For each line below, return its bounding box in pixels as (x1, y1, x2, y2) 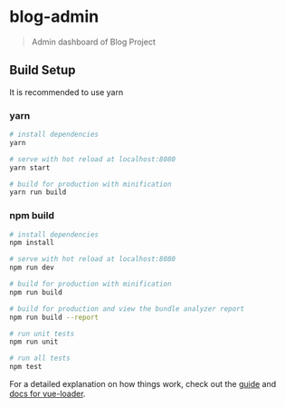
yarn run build (9, 188, 67, 197)
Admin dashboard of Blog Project (31, 36, 156, 47)
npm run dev (9, 263, 54, 273)
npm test (9, 363, 43, 372)
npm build (9, 209, 54, 222)
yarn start (9, 163, 51, 172)
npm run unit (9, 337, 59, 346)
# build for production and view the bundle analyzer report (9, 304, 245, 314)
